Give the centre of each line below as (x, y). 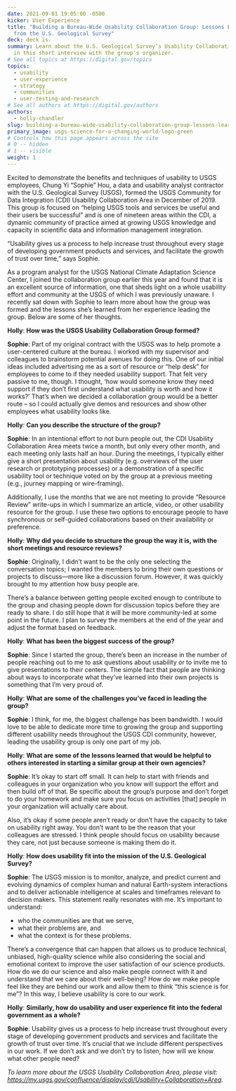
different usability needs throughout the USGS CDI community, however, (112, 734)
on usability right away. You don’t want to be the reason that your (101, 827)
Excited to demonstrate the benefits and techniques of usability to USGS (112, 177)
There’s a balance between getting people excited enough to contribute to (114, 598)
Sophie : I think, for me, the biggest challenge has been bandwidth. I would (115, 719)
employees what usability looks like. (59, 411)
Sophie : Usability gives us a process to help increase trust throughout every (117, 1028)
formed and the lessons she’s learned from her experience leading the (109, 309)
